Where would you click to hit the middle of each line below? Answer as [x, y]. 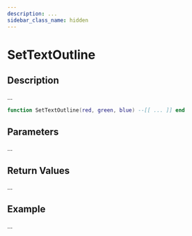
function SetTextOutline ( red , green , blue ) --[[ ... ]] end [96, 110]
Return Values [39, 171]
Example [26, 209]
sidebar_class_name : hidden [48, 20]
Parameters [33, 132]
